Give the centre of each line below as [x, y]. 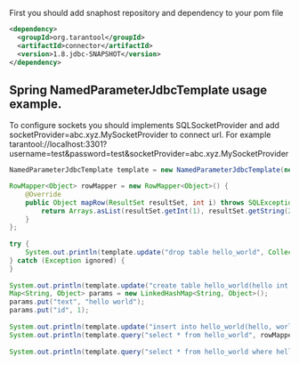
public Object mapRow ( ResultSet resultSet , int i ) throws [135, 203]
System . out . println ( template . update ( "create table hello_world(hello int [149, 285]
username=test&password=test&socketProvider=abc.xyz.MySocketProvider [149, 154]
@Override [44, 194]
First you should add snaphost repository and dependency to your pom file [146, 13]
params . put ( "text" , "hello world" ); [77, 302]
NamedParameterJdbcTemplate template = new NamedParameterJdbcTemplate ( [147, 170]
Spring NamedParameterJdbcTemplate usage [138, 89]
